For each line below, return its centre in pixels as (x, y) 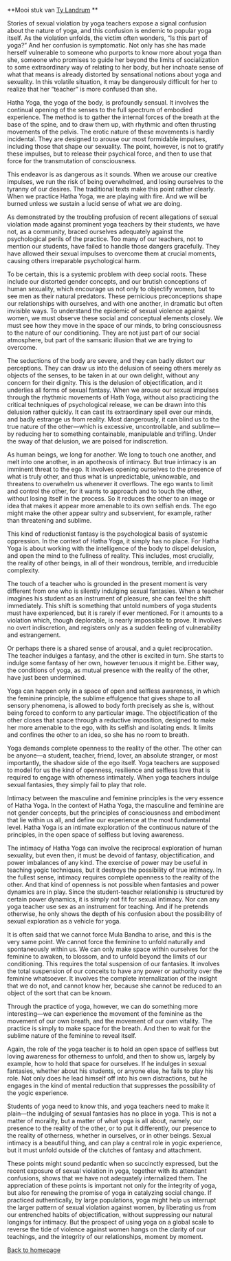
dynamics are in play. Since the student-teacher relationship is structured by (115, 892)
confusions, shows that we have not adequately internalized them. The (107, 1178)
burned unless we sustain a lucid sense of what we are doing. (95, 204)
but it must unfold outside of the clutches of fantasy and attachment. (104, 1150)
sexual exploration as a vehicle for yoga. (64, 921)
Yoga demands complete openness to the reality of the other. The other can (114, 748)
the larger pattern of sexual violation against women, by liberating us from (112, 1207)
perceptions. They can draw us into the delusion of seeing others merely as (114, 368)
